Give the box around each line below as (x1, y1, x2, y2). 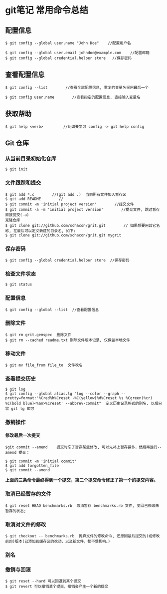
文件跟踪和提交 (5, 179, 41, 186)
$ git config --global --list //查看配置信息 (5, 307, 99, 312)
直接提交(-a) (5, 212, 29, 217)
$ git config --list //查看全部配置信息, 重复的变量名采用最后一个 (5, 85, 149, 90)
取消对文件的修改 (5, 521, 46, 528)
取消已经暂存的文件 (5, 490, 51, 497)
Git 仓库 (5, 139, 29, 148)
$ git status (5, 282, 32, 287)
